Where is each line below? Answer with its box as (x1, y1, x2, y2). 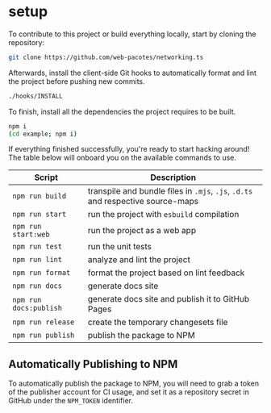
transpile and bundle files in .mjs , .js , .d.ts (87, 186, 253, 197)
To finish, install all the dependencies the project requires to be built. (8, 106, 236, 116)
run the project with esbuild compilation (87, 209, 240, 220)
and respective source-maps (87, 196, 199, 207)
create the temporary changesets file (87, 317, 228, 328)
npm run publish (12, 331, 75, 340)
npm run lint (12, 255, 63, 265)
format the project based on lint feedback (87, 267, 245, 278)
